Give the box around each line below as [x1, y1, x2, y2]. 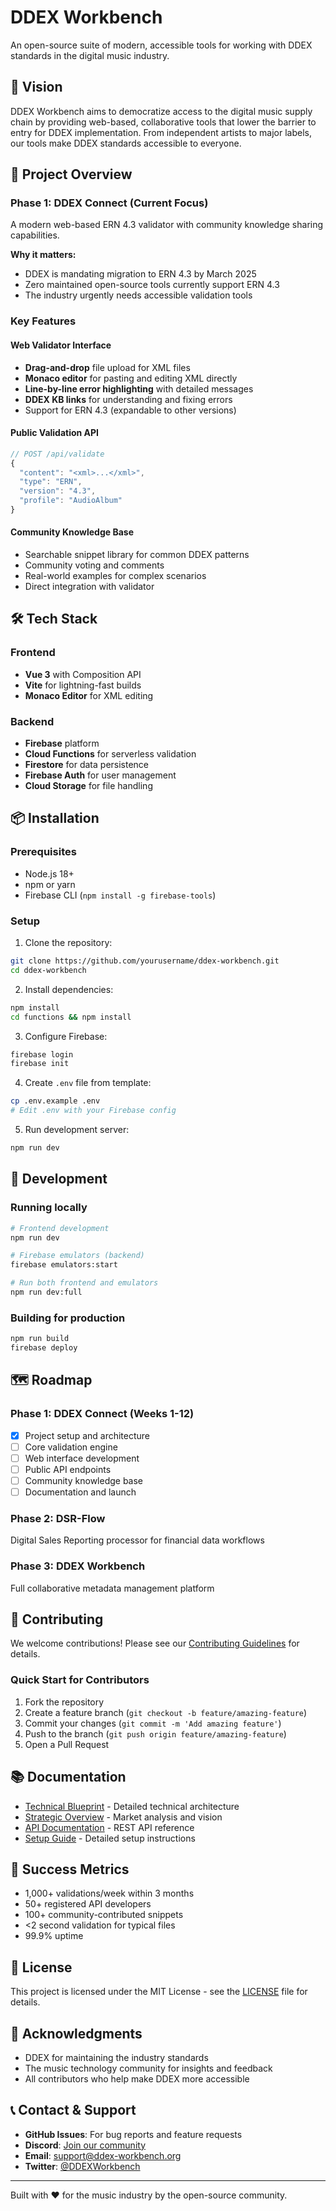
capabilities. [10, 229, 60, 241]
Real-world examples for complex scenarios [24, 570, 207, 582]
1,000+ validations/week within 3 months [24, 1887, 195, 1900]
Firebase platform [24, 737, 100, 750]
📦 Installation [10, 810, 100, 827]
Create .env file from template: [24, 1077, 152, 1089]
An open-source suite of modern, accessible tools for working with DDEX [10, 39, 313, 51]
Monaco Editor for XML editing [24, 689, 154, 701]
